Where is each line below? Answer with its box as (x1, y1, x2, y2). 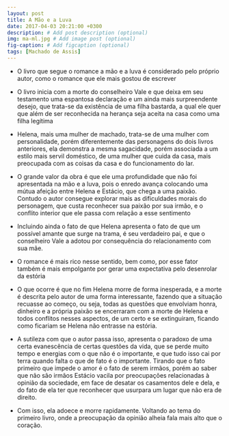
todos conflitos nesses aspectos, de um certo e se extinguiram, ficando (16, 314, 219, 322)
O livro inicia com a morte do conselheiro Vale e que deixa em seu (16, 87, 204, 96)
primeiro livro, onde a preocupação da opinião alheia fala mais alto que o (16, 413, 222, 422)
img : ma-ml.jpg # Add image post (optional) (7, 36, 136, 43)
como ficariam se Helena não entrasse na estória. (16, 322, 157, 330)
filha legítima (16, 117, 53, 125)
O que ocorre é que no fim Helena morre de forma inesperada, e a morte (16, 285, 222, 293)
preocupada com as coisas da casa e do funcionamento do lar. (16, 159, 195, 167)
